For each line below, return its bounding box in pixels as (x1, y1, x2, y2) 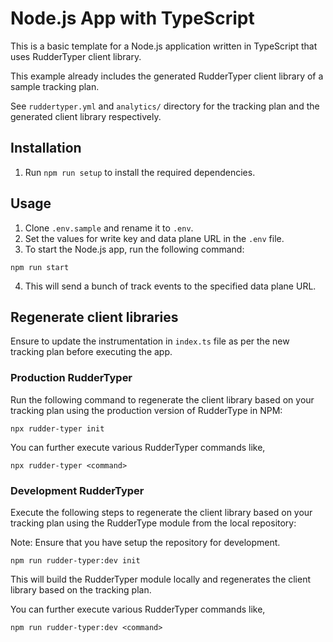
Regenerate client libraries (10, 308, 179, 326)
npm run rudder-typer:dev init (10, 555, 141, 566)
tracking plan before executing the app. (10, 346, 173, 358)
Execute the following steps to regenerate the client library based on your (10, 506, 313, 518)
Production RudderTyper (10, 371, 133, 385)
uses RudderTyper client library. (10, 50, 142, 62)
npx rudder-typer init (10, 423, 105, 434)
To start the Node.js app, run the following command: (24, 243, 245, 255)
